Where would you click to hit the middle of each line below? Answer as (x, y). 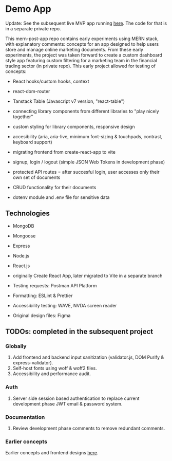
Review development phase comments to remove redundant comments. (89, 428)
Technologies (28, 214)
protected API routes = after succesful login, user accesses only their (86, 172)
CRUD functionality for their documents (54, 187)
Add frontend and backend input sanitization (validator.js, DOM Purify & (88, 357)
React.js (21, 266)
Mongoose (24, 236)
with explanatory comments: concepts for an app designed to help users (82, 44)
